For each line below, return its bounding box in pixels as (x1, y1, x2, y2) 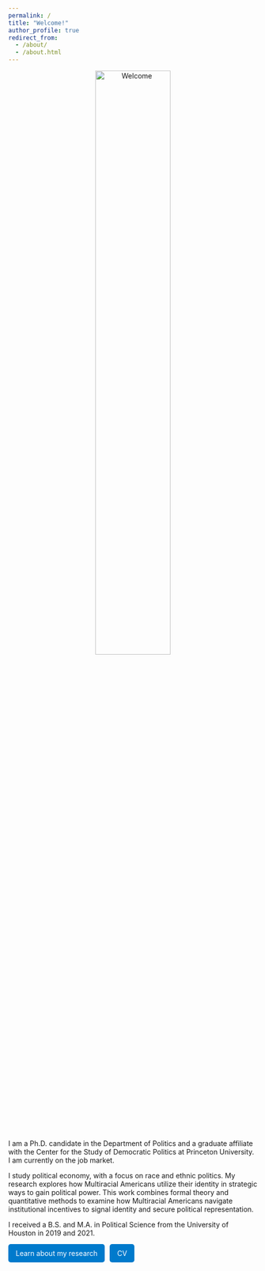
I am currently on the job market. (8, 1155, 115, 1165)
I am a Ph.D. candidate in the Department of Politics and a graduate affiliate (8, 1139, 253, 1148)
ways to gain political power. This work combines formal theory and (8, 1188, 229, 1197)
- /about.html (15, 48, 62, 56)
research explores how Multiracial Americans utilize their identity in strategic (8, 1179, 258, 1189)
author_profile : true (8, 26, 80, 34)
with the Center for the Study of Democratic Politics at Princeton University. (8, 1147, 255, 1156)
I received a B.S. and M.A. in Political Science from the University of (8, 1220, 229, 1229)
